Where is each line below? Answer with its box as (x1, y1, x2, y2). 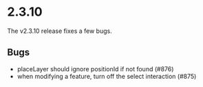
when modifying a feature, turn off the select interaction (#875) (17, 72, 197, 80)
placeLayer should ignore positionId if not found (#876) (17, 64, 174, 73)
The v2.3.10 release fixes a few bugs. (7, 27, 112, 35)
